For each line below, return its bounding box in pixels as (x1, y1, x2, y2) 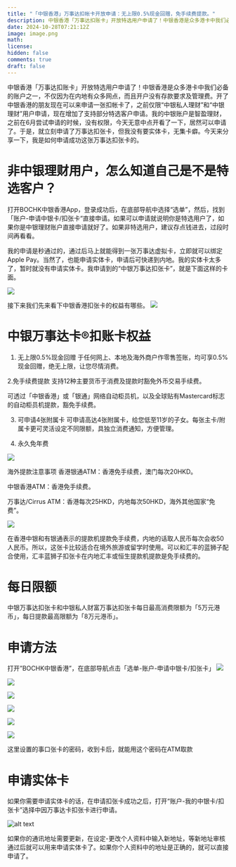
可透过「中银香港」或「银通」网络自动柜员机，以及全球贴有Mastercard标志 (7, 391, 225, 400)
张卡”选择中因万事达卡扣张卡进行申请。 (7, 806, 122, 814)
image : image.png (7, 30, 58, 37)
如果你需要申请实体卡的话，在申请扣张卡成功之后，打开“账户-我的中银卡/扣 (7, 797, 225, 806)
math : (7, 37, 23, 44)
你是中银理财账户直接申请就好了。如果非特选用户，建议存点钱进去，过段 (13, 222, 223, 231)
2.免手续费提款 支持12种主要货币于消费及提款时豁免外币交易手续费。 (7, 376, 206, 385)
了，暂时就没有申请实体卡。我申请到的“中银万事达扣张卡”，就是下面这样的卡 (7, 264, 228, 272)
